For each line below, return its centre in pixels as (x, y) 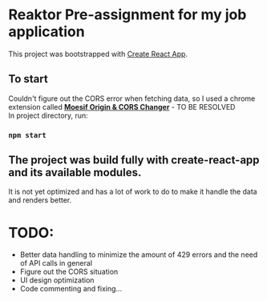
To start (28, 79)
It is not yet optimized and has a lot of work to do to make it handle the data (133, 192)
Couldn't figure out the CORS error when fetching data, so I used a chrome (132, 98)
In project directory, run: (48, 115)
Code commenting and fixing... (71, 289)
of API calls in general (56, 263)
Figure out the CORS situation (69, 272)
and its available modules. (75, 173)
